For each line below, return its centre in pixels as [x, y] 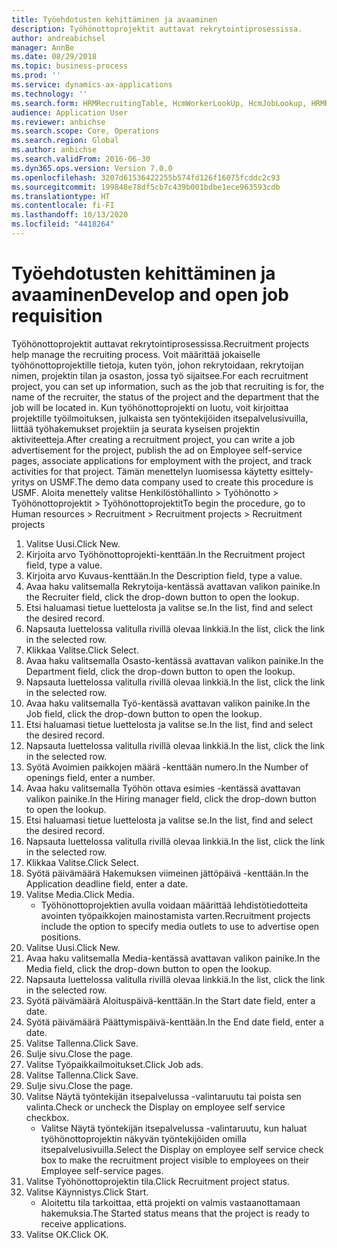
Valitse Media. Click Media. [80, 894]
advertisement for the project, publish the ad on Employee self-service [157, 450]
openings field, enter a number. [90, 777]
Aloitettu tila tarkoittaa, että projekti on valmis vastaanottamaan [170, 1202]
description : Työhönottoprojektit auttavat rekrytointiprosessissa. [157, 29]
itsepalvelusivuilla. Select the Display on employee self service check [182, 1149]
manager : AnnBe [43, 47]
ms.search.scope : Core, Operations [85, 131]
